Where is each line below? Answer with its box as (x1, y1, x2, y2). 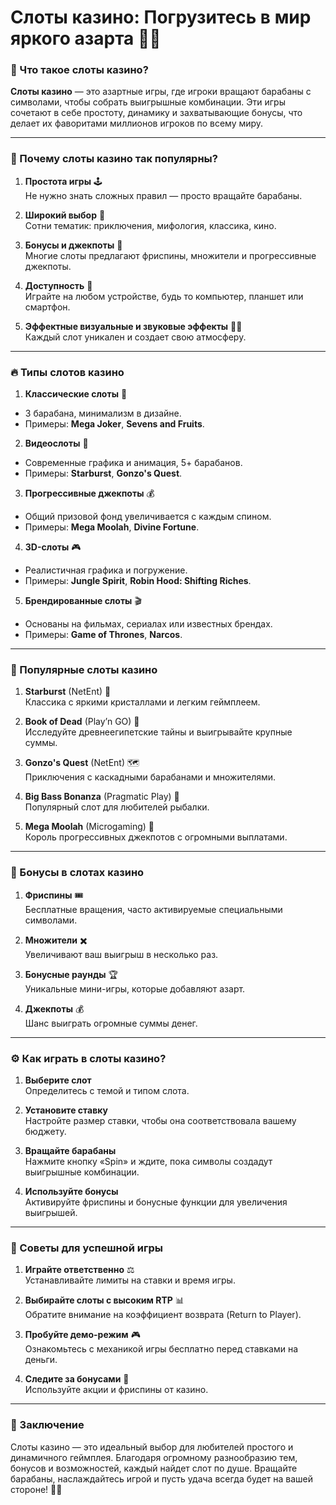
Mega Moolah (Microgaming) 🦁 (24, 821, 155, 833)
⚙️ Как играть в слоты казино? (10, 1051, 167, 1065)
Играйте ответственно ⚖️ (24, 1264, 135, 1276)
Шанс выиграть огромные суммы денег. (24, 1017, 198, 1029)
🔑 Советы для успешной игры (10, 1241, 163, 1255)
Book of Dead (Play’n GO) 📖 (24, 716, 140, 728)
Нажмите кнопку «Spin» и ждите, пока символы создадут (24, 1155, 273, 1167)
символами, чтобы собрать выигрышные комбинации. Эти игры (10, 96, 286, 108)
